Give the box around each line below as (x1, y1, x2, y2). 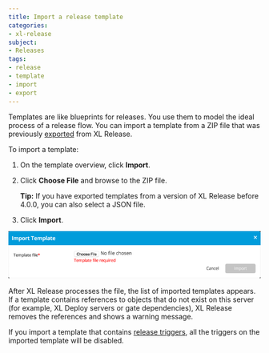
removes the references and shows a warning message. (8, 312, 194, 322)
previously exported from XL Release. (8, 129, 133, 138)
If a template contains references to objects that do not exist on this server (8, 295, 255, 304)
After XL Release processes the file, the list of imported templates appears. (8, 287, 256, 296)
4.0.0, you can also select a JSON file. (19, 199, 146, 209)
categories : (8, 21, 48, 30)
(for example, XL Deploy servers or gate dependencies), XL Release (8, 303, 232, 313)
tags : (8, 55, 26, 63)
